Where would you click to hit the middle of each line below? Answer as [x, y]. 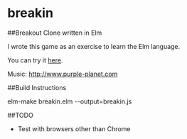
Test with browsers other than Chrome [74, 128]
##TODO [20, 115]
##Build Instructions [37, 87]
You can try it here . [35, 60]
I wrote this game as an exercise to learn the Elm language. [94, 46]
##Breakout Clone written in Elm [55, 33]
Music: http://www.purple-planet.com [63, 74]
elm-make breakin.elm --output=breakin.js [70, 101]
